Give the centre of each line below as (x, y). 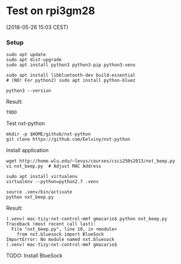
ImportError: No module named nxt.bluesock (60, 240)
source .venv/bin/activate (39, 192)
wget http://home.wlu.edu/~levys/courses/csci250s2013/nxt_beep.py (91, 161)
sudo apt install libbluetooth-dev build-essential (71, 75)
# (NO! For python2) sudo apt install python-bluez (71, 81)
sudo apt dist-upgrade (34, 60)
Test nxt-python (26, 123)
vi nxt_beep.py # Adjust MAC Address (54, 166)
